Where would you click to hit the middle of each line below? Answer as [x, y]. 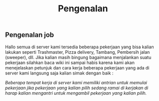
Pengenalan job [30, 35]
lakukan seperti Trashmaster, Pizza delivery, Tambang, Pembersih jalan [78, 52]
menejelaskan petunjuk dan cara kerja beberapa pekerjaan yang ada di [77, 67]
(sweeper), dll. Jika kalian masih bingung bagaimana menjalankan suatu [78, 57]
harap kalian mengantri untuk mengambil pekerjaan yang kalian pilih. [76, 93]
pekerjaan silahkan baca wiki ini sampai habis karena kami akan [70, 63]
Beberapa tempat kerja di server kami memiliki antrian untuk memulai [76, 82]
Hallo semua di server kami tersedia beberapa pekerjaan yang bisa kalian [79, 47]
